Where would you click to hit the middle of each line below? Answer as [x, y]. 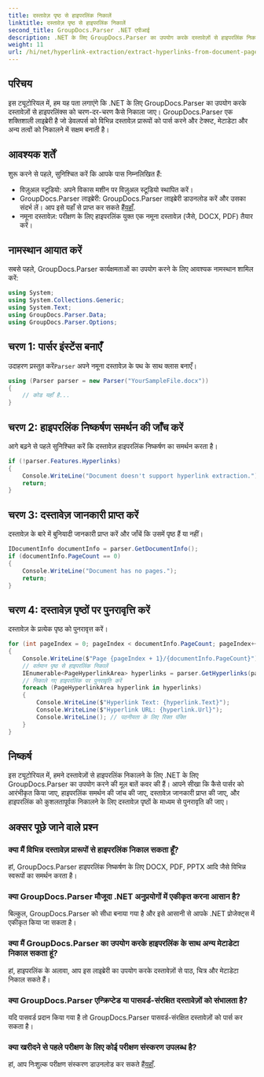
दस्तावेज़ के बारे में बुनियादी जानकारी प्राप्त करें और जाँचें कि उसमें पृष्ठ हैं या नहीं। [106, 534]
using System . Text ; [40, 308]
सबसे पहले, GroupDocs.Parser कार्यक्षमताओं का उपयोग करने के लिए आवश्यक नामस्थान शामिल [131, 269]
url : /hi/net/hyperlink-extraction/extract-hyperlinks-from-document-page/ [135, 52]
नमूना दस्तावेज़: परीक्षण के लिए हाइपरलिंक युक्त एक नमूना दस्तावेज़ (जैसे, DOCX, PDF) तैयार [136, 216]
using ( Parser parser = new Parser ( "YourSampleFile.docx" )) [109, 381]
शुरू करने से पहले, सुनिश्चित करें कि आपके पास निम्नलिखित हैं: [85, 173]
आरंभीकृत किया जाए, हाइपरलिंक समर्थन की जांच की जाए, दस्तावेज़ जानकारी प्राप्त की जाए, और [124, 793]
